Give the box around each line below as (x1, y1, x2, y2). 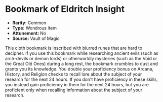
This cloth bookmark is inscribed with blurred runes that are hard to (5, 45, 142, 51)
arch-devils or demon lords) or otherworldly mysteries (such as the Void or (5, 55, 158, 61)
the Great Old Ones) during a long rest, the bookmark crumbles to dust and (5, 61, 158, 67)
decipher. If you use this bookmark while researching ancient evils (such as (5, 50, 159, 56)
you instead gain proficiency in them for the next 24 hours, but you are (5, 81, 149, 87)
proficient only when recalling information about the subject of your (5, 87, 143, 93)
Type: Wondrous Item (12, 25, 57, 31)
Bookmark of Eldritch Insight (5, 3, 125, 15)
